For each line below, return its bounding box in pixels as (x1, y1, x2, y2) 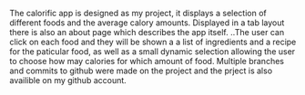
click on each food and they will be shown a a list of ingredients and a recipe (9, 36, 297, 47)
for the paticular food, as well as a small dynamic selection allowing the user (9, 46, 296, 57)
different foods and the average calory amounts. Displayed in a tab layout (9, 17, 285, 28)
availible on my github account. (9, 75, 127, 85)
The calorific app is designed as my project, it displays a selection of (9, 8, 267, 18)
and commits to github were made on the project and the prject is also (9, 65, 273, 76)
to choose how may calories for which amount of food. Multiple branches (9, 56, 285, 66)
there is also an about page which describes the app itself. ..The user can (9, 27, 285, 37)
